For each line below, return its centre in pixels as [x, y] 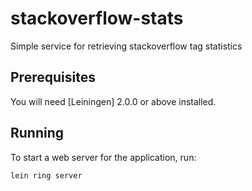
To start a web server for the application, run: [103, 157]
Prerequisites [53, 77]
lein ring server [46, 175]
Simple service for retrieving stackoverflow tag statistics [126, 46]
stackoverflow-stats [97, 18]
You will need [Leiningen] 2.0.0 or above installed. [113, 101]
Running [37, 133]
